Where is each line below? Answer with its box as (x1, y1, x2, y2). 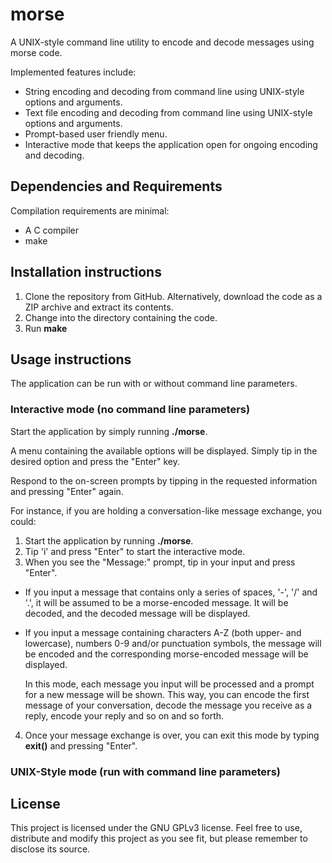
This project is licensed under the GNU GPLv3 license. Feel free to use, (10, 822, 303, 834)
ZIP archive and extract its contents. (24, 301, 174, 313)
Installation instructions (10, 264, 162, 281)
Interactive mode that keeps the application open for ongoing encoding (24, 138, 318, 150)
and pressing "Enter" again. (10, 485, 124, 497)
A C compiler (24, 224, 79, 236)
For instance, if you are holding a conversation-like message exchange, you (10, 504, 322, 517)
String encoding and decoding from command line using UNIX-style (24, 85, 305, 97)
